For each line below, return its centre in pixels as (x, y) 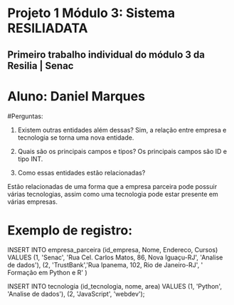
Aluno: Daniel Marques (76, 96)
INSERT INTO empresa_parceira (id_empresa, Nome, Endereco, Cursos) (113, 250)
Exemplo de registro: (70, 230)
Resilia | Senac (41, 66)
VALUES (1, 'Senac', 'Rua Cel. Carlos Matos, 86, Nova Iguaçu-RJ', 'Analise (115, 257)
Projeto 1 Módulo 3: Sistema (91, 13)
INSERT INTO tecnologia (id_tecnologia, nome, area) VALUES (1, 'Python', (115, 286)
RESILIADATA (48, 28)
